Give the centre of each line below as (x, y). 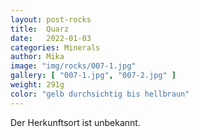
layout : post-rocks (51, 19)
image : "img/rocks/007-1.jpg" (73, 66)
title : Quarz (40, 29)
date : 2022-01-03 (51, 38)
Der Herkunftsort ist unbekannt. (75, 122)
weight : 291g (37, 85)
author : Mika (37, 57)
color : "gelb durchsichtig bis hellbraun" (100, 94)
